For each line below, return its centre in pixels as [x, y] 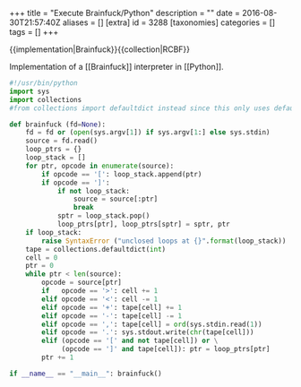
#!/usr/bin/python [43, 83]
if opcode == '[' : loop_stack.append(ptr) [122, 174]
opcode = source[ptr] [82, 283]
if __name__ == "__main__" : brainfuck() [86, 374]
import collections [46, 99]
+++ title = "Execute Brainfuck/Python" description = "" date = [125, 13]
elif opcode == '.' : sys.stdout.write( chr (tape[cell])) [148, 332]
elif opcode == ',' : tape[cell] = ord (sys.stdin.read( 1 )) [152, 324]
